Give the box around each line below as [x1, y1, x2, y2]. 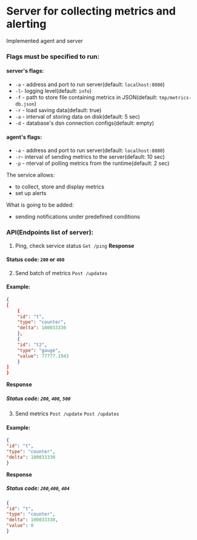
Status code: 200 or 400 [6, 256, 65, 263]
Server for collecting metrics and [6, 4, 176, 18]
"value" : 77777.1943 [17, 353, 69, 359]
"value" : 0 [6, 522, 34, 528]
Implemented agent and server [6, 37, 84, 44]
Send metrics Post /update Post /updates [15, 410, 119, 418]
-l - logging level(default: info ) [15, 87, 92, 95]
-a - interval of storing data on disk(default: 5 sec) [15, 113, 141, 121]
